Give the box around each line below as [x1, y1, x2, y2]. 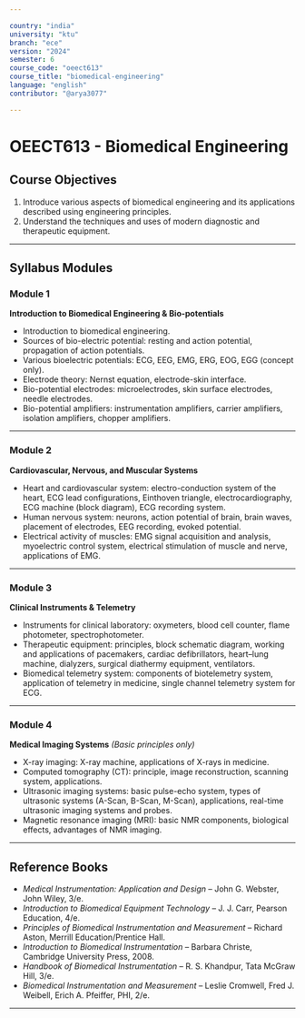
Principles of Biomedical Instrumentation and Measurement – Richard [22, 922, 283, 933]
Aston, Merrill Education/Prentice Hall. [22, 932, 166, 942]
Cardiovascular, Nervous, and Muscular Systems [9, 465, 198, 476]
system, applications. [22, 776, 103, 787]
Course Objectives [9, 172, 118, 187]
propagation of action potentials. [22, 345, 145, 356]
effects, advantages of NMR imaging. [22, 824, 162, 835]
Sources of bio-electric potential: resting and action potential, [22, 336, 252, 347]
